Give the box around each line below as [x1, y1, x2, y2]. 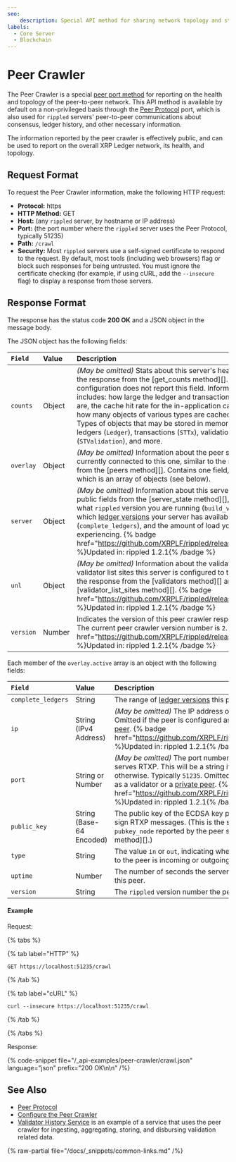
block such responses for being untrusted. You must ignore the [17, 262, 201, 270]
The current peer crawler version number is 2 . [76, 623, 228, 632]
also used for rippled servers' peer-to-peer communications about [7, 113, 202, 121]
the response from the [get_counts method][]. [76, 374, 228, 384]
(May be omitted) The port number [114, 752, 230, 762]
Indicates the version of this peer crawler [76, 614, 212, 624]
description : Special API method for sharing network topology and [20, 17, 221, 24]
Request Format [7, 169, 79, 181]
